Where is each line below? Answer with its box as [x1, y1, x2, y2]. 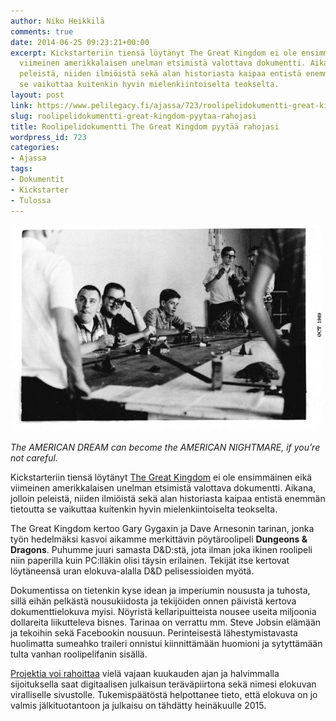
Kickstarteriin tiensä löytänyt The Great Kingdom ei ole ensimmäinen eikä [10, 471, 313, 483]
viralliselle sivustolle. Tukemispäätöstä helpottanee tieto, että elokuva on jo [10, 688, 318, 700]
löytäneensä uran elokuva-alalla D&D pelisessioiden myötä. [10, 565, 255, 577]
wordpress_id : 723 [10, 132, 87, 142]
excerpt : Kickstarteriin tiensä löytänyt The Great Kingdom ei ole [10, 48, 298, 58]
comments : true [10, 26, 74, 37]
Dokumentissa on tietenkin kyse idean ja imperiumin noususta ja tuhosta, [10, 584, 311, 596]
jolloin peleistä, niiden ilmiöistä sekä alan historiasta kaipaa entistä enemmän [10, 492, 326, 504]
